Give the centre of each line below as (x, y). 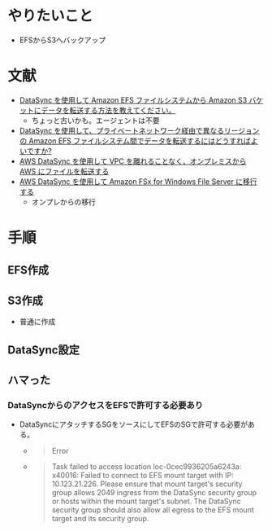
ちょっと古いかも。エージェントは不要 (95, 120)
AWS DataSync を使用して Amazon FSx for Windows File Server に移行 (138, 181)
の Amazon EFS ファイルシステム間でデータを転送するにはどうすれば (135, 140)
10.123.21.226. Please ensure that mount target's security (147, 484)
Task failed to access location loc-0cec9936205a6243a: (147, 467)
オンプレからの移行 (64, 202)
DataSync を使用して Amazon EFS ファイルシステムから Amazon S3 (133, 100)
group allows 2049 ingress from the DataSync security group (154, 493)
